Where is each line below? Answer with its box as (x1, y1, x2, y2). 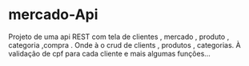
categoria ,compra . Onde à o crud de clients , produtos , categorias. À (8, 40, 242, 49)
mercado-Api (8, 6, 98, 24)
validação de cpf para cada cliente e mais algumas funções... (8, 49, 211, 58)
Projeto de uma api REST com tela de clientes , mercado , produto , (8, 32, 230, 41)
